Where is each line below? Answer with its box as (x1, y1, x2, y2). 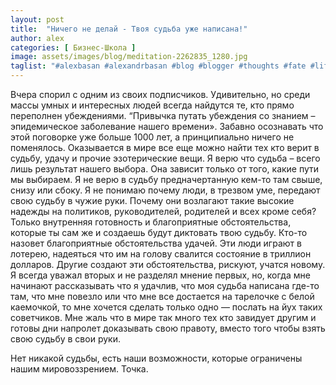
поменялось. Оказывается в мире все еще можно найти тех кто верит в (10, 142, 320, 153)
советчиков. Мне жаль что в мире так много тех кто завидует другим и (10, 312, 317, 323)
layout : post (10, 14, 65, 25)
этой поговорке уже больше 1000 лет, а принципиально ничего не (10, 131, 295, 143)
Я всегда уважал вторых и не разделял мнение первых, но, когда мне (10, 269, 311, 281)
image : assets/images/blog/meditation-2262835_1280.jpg (10, 52, 248, 62)
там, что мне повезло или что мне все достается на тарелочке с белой (10, 291, 315, 302)
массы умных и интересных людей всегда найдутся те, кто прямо (10, 99, 295, 111)
